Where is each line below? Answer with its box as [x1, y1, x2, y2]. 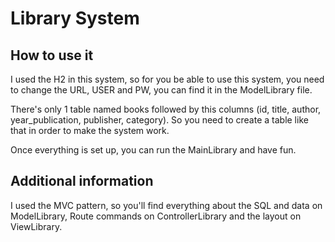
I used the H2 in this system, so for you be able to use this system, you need [10, 73, 325, 85]
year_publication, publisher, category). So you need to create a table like [10, 114, 309, 126]
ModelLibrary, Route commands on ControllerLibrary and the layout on [10, 210, 302, 222]
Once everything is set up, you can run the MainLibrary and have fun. [10, 144, 297, 156]
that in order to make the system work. [10, 125, 170, 136]
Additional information [10, 173, 154, 190]
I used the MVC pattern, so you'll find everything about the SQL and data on [10, 199, 323, 211]
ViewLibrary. [10, 220, 63, 232]
